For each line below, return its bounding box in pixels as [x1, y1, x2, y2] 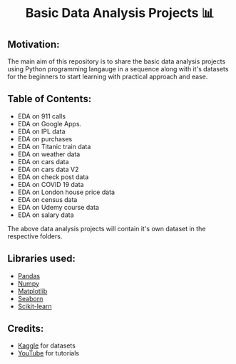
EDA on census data [17, 195, 78, 203]
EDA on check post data [17, 172, 89, 181]
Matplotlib [17, 286, 48, 295]
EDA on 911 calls [17, 111, 66, 121]
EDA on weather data [17, 150, 81, 158]
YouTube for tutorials [17, 349, 80, 358]
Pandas [17, 271, 41, 280]
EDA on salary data [17, 211, 74, 219]
